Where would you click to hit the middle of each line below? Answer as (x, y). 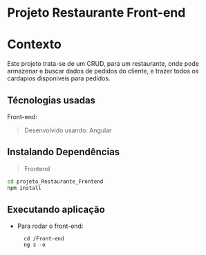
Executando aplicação (56, 209)
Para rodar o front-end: (50, 226)
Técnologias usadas (51, 100)
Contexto (35, 45)
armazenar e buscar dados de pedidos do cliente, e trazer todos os (103, 71)
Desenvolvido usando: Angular (68, 130)
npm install (24, 188)
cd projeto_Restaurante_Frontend (55, 182)
